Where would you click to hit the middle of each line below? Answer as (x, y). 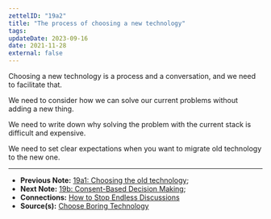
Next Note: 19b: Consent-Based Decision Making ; (103, 189)
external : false (35, 53)
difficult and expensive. (47, 133)
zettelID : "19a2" (38, 16)
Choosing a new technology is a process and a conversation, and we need (132, 76)
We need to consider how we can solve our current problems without (123, 100)
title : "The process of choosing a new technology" (97, 23)
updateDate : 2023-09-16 (48, 38)
